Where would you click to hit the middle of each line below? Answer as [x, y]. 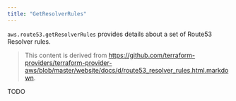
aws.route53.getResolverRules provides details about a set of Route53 [110, 34]
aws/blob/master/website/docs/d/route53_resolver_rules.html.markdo [126, 70]
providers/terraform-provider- [68, 63]
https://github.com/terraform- [152, 55]
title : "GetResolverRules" [47, 14]
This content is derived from [66, 55]
